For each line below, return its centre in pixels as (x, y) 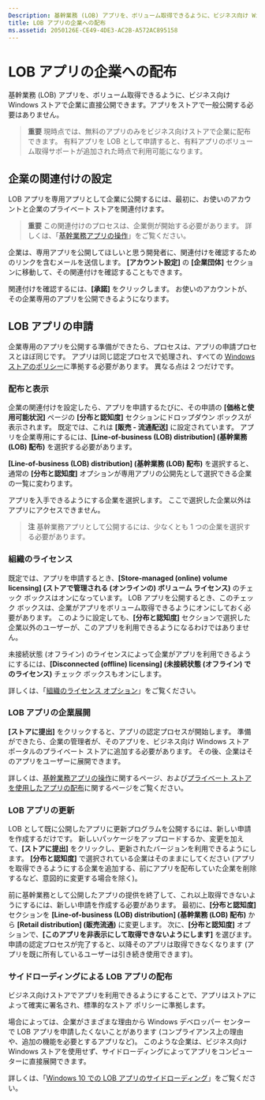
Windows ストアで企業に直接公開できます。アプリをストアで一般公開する (127, 105)
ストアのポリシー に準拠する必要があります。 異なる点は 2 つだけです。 (123, 366)
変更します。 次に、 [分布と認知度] (180, 925)
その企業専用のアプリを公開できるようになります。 (91, 299)
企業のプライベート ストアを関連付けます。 (99, 209)
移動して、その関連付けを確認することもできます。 (104, 272)
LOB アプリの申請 (51, 326)
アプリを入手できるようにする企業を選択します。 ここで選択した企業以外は (130, 500)
